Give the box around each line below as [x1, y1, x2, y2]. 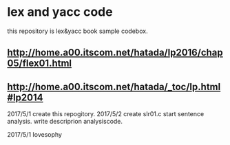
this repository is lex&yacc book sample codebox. [7, 27, 148, 35]
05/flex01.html [7, 58, 72, 69]
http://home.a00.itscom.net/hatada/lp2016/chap [7, 47, 224, 58]
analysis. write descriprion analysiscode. [7, 118, 123, 126]
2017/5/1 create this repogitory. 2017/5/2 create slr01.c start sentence [7, 110, 205, 118]
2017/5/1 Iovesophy [7, 131, 62, 139]
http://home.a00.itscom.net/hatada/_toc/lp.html [7, 80, 221, 93]
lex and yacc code [7, 4, 113, 20]
